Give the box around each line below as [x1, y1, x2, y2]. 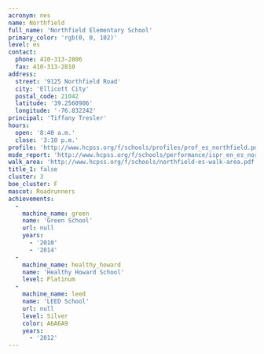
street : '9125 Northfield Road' [15, 77, 122, 85]
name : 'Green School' [22, 217, 93, 225]
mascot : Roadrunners [8, 187, 76, 196]
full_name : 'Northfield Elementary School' [8, 26, 153, 34]
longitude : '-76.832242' [15, 107, 97, 115]
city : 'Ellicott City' [15, 84, 90, 93]
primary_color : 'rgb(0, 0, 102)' [8, 33, 118, 42]
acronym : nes [8, 11, 51, 20]
